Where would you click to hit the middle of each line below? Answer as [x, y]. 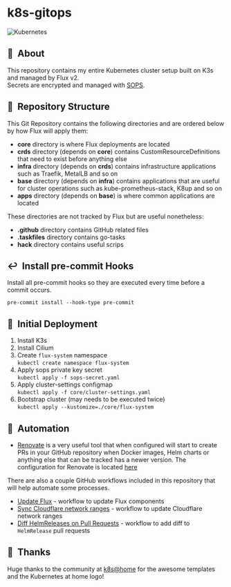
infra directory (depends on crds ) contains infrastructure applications [117, 166]
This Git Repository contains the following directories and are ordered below [116, 123]
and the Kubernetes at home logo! [56, 576]
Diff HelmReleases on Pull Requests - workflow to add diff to [103, 523]
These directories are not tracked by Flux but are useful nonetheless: [105, 216]
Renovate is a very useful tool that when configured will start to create [117, 445]
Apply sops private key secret [59, 370]
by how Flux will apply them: [48, 131]
